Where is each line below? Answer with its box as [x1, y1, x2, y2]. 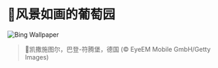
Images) [24, 52, 49, 61]
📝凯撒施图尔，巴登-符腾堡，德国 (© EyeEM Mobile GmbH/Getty [24, 45, 211, 53]
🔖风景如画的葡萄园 [7, 6, 116, 23]
